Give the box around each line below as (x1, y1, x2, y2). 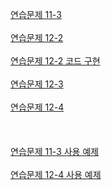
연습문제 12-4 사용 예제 (10, 169, 102, 180)
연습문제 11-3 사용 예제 (10, 146, 100, 157)
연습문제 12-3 (10, 78, 64, 90)
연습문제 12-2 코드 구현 (10, 55, 101, 67)
